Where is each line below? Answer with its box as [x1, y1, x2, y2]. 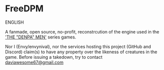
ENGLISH [5, 19, 24, 25]
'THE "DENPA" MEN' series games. [5, 34, 76, 40]
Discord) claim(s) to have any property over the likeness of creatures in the [5, 49, 158, 55]
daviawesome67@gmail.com [5, 59, 64, 65]
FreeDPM [5, 3, 44, 14]
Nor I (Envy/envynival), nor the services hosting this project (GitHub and [5, 43, 151, 49]
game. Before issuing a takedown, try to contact [5, 54, 102, 60]
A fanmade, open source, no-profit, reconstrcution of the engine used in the [5, 29, 160, 35]
